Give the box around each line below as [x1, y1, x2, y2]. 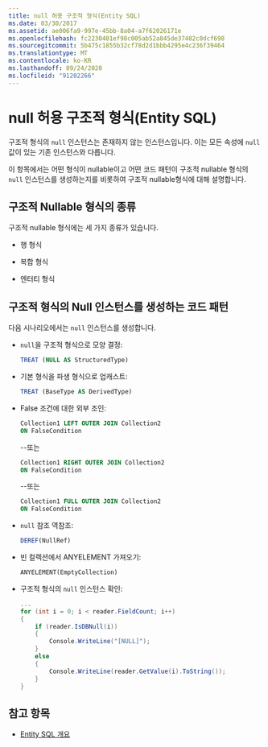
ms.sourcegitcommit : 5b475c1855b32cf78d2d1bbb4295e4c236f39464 [8, 42, 225, 50]
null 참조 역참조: [19, 521, 74, 530]
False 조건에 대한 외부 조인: [19, 403, 107, 413]
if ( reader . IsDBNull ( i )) [35, 622, 118, 630]
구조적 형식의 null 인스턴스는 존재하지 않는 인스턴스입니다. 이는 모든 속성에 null [8, 137, 260, 147]
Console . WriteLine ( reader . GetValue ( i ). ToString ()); [49, 667, 226, 675]
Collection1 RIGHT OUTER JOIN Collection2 [19, 458, 165, 467]
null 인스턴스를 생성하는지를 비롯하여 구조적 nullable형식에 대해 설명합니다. [8, 174, 247, 184]
